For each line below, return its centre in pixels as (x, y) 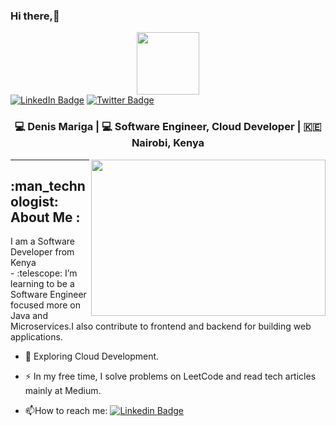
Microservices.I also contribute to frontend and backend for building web (161, 326)
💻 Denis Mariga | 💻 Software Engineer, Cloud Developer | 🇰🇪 (168, 127)
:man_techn (48, 185)
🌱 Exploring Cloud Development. (92, 356)
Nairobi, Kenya (168, 143)
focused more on (45, 305)
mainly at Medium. (63, 391)
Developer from (42, 252)
